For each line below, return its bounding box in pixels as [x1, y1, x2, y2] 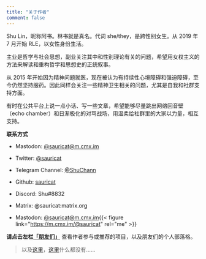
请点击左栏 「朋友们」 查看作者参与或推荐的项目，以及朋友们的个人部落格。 [6, 233, 196, 240]
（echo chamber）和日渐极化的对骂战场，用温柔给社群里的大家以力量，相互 [6, 110, 199, 117]
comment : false [6, 15, 45, 21]
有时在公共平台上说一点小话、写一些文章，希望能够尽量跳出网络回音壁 [6, 102, 184, 109]
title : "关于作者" [6, 9, 50, 15]
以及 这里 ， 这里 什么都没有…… [21, 246, 96, 253]
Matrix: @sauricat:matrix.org [15, 201, 88, 209]
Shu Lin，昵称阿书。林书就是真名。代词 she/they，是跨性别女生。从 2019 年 [6, 32, 199, 40]
